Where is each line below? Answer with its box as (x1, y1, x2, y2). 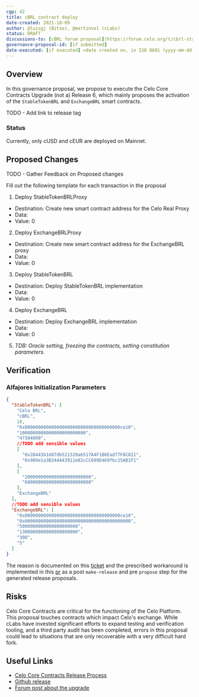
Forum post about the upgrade (14, 685, 90, 692)
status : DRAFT (6, 31, 41, 37)
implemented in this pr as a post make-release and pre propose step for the (6, 568, 188, 575)
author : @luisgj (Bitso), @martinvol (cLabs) (6, 25, 120, 31)
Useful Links (6, 656, 53, 666)
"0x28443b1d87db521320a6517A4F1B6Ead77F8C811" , (21, 452, 142, 458)
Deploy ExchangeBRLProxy (14, 229, 82, 236)
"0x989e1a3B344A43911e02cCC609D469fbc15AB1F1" (21, 457, 139, 463)
